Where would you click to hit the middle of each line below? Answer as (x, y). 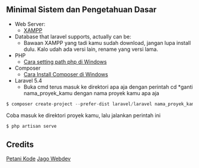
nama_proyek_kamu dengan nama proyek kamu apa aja (92, 93)
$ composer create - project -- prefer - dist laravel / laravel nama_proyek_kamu (102, 104)
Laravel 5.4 (28, 80)
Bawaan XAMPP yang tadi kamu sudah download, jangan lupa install (107, 43)
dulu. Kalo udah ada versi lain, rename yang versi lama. (91, 49)
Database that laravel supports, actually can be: (73, 36)
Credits (20, 144)
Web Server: (30, 24)
